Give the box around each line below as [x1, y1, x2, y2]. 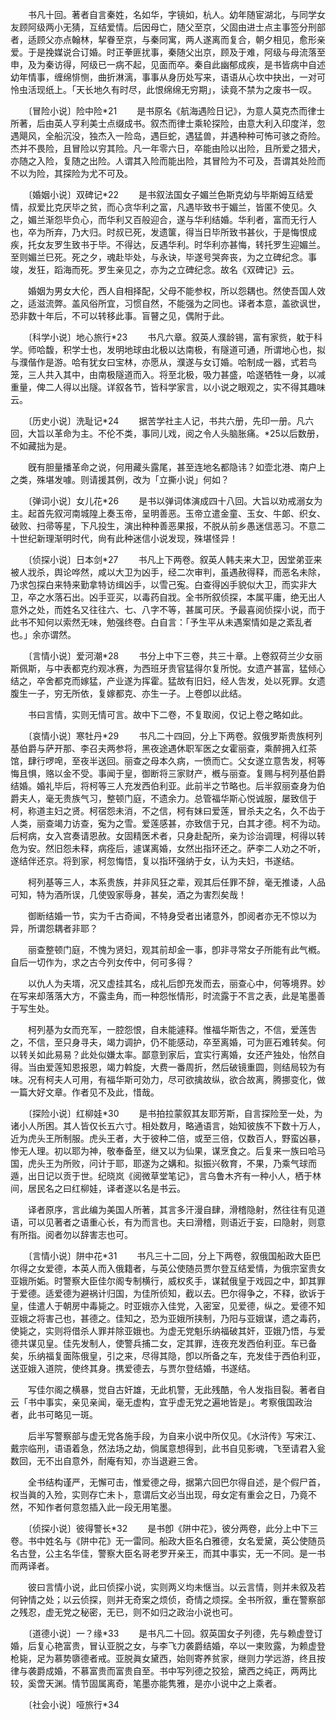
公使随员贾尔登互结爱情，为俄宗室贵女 [167, 1263, 326, 1274]
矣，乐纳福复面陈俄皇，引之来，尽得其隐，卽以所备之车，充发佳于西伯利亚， [10, 1350, 326, 1362]
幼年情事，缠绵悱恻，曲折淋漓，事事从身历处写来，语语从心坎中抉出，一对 [10, 71, 317, 83]
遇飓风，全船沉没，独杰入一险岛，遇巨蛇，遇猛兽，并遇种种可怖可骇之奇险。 [10, 130, 326, 142]
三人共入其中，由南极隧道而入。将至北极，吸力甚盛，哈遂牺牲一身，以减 [27, 369, 326, 380]
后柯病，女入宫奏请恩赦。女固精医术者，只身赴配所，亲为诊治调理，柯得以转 [10, 830, 326, 842]
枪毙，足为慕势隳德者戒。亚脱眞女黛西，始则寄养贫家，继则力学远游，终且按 [10, 1653, 326, 1664]
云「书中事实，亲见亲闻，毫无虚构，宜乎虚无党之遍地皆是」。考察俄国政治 [10, 1396, 313, 1408]
